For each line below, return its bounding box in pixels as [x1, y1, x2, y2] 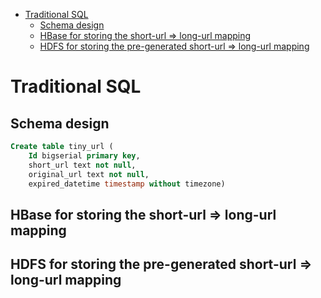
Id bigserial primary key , [28, 150, 141, 161]
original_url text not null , [28, 169, 150, 179]
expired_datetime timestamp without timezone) [28, 179, 226, 189]
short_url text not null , [28, 160, 137, 170]
